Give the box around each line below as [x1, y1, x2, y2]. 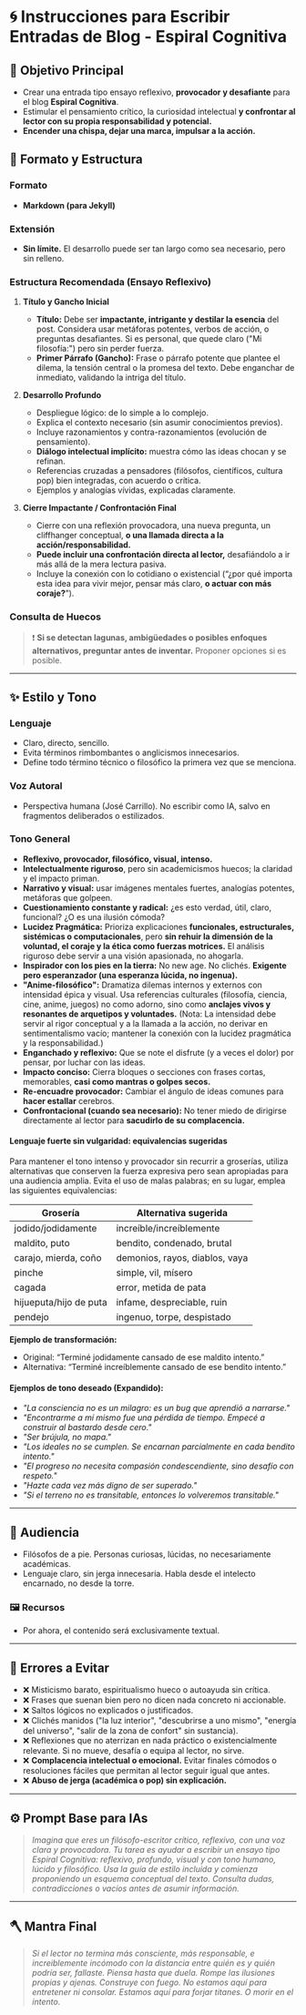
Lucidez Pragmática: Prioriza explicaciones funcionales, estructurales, [22, 921, 294, 932]
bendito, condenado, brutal [116, 1237, 232, 1250]
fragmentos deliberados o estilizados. [22, 810, 165, 821]
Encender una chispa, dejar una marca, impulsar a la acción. [22, 126, 256, 136]
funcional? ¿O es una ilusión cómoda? [22, 911, 166, 922]
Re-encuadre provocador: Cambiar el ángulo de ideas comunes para [22, 1086, 284, 1097]
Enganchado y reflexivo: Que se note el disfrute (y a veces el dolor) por [22, 1047, 294, 1058]
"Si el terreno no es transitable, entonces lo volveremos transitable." [22, 1489, 280, 1500]
